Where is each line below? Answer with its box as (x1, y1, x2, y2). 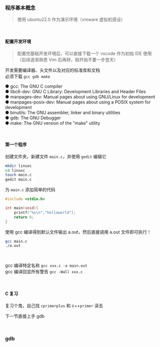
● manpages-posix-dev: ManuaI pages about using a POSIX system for (5, 99, 151, 105)
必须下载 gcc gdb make (5, 73, 50, 79)
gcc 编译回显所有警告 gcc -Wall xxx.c (5, 269, 83, 275)
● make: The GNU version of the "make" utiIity (5, 120, 100, 126)
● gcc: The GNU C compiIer (5, 83, 63, 89)
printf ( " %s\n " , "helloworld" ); (14, 210, 76, 215)
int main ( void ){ (5, 205, 38, 211)
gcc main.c (5, 239, 28, 244)
